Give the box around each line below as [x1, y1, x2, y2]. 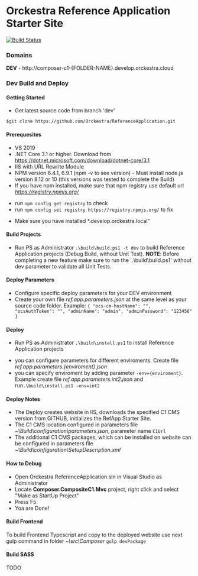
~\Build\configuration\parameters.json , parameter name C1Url [14, 428, 167, 435]
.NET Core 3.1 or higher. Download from [14, 150, 112, 157]
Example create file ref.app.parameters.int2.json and [14, 376, 144, 383]
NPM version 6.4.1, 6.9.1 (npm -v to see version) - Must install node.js [14, 169, 183, 176]
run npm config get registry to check [14, 199, 108, 206]
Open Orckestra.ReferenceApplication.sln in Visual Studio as [14, 473, 163, 480]
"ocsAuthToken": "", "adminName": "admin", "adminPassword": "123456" [14, 308, 193, 314]
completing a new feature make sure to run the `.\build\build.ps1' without [14, 256, 192, 264]
